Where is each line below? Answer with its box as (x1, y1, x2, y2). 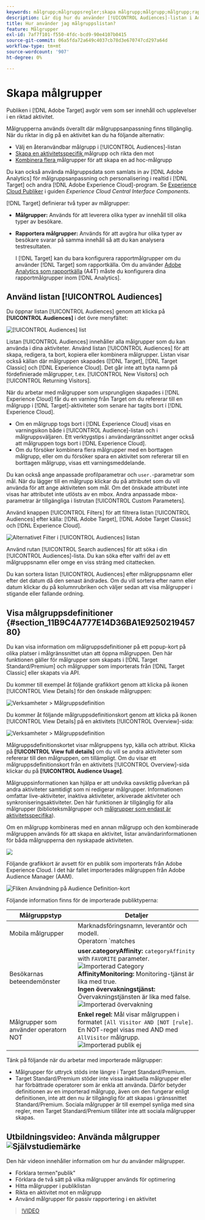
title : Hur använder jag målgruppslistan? (6, 20, 116, 26)
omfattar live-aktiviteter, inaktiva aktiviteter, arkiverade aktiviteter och (6, 792, 181, 800)
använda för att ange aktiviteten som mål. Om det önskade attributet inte (6, 484, 189, 491)
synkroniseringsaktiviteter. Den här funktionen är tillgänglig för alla (6, 799, 173, 806)
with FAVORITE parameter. (77, 954, 149, 963)
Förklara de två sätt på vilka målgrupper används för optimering (15, 1176, 176, 1183)
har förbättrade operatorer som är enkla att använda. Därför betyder (15, 1081, 187, 1089)
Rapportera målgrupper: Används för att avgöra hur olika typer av (15, 229, 182, 237)
